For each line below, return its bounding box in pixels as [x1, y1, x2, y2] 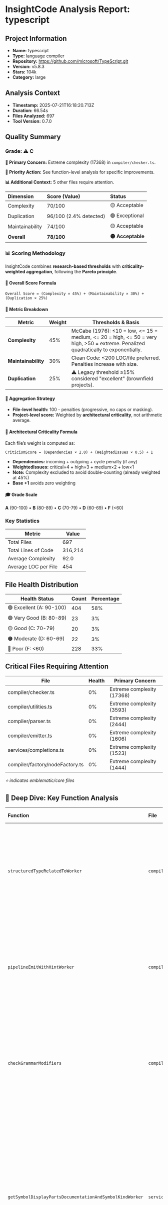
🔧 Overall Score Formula [5, 280, 56, 286]
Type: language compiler [12, 53, 64, 59]
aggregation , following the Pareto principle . [25, 268, 117, 274]
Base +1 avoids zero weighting [12, 480, 76, 486]
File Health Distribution [5, 580, 78, 589]
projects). [71, 381, 94, 388]
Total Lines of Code [7, 547, 53, 554]
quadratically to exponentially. [71, 346, 142, 353]
